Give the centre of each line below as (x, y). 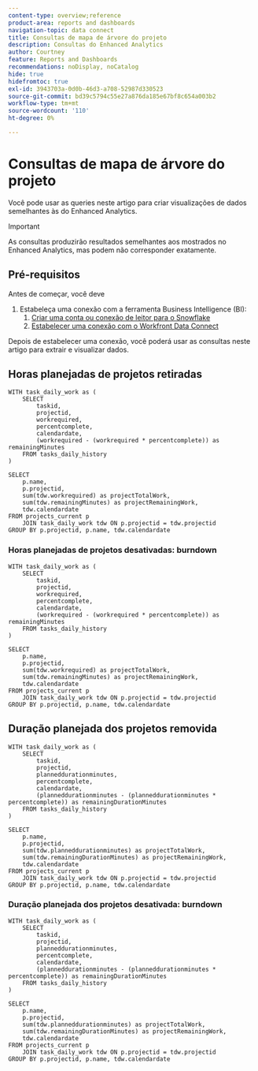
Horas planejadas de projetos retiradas (105, 374)
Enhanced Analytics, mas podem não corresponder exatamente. (112, 250)
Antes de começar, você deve (57, 293)
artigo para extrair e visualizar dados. (69, 349)
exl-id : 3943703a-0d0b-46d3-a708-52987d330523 (86, 89)
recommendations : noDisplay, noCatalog (74, 67)
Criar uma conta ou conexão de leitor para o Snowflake (121, 317)
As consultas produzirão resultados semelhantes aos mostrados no (117, 241)
